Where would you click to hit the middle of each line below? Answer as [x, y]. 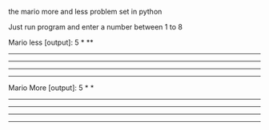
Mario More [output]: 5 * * [51, 88]
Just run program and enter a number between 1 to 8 [95, 27]
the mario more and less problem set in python [85, 12]
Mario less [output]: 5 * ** [51, 42]
